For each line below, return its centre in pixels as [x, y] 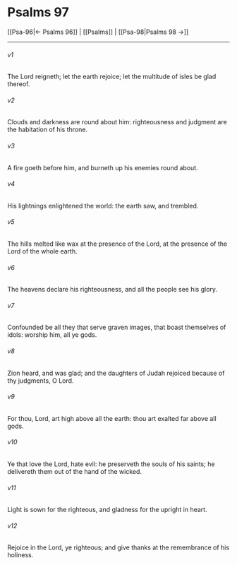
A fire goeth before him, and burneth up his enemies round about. [103, 167]
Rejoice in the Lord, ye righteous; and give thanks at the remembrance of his [119, 547]
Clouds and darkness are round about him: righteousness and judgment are [117, 122]
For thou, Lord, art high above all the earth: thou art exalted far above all [112, 418]
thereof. [19, 84]
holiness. [20, 555]
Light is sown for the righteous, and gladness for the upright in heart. [107, 510]
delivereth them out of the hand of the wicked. [75, 471]
